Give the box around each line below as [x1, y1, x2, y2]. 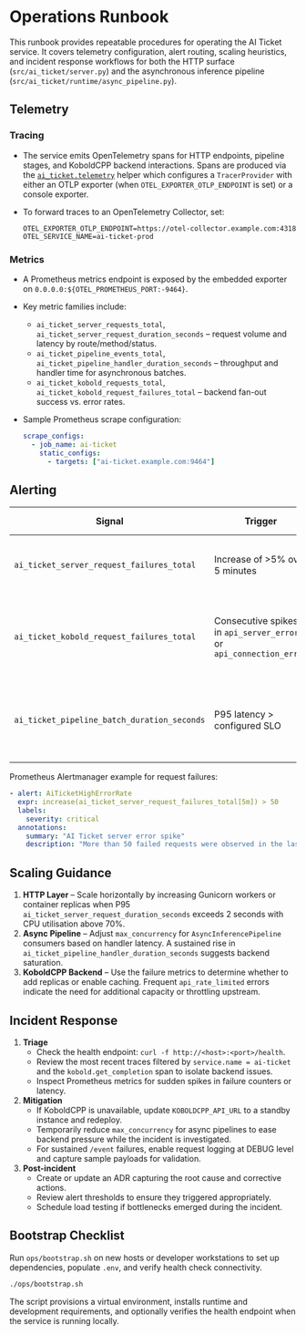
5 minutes [213, 564, 257, 577]
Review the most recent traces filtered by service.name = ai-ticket [36, 1056, 291, 1067]
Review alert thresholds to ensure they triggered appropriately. [36, 1192, 271, 1203]
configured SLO [213, 719, 282, 732]
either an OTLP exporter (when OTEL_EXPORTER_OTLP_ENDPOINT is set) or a [22, 179, 293, 190]
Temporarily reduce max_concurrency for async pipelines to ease [36, 1123, 278, 1134]
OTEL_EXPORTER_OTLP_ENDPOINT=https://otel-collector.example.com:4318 [22, 223, 297, 233]
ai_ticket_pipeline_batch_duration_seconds [14, 715, 206, 726]
